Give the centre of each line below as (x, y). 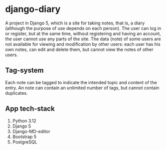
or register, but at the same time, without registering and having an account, (83, 33)
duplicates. (17, 93)
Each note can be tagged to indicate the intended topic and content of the (81, 82)
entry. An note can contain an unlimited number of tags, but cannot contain (82, 88)
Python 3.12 (24, 121)
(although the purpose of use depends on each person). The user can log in (83, 28)
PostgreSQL (25, 142)
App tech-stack (30, 109)
